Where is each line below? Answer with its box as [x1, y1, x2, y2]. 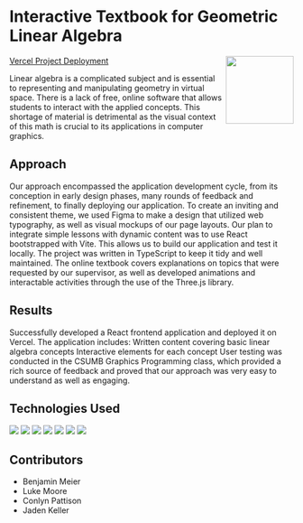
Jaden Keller [22, 505, 69, 516]
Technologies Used [9, 400, 120, 416]
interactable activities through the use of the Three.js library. [9, 276, 234, 287]
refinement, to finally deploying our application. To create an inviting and [9, 200, 280, 210]
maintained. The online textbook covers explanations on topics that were [9, 257, 280, 268]
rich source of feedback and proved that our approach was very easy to [9, 365, 277, 376]
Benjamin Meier [22, 476, 81, 487]
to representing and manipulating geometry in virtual [9, 82, 205, 93]
